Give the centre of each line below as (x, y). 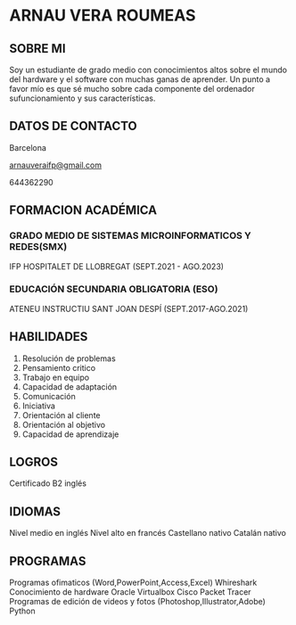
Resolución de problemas (69, 358)
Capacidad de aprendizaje (70, 434)
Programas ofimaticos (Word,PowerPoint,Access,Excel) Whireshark (133, 583)
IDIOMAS (35, 511)
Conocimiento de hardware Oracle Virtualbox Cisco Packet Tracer (130, 592)
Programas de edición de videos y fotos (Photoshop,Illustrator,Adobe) (137, 602)
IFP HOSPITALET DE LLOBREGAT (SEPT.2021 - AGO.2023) (117, 266)
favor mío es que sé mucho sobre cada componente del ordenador (132, 89)
